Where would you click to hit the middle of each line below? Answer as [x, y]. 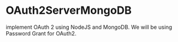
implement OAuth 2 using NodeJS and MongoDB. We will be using [89, 27]
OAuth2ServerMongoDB [69, 10]
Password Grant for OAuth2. [41, 33]
